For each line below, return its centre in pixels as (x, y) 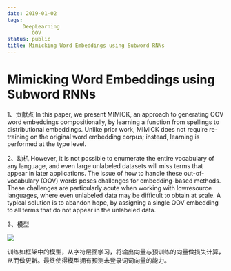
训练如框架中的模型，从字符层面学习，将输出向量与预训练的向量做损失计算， (116, 252)
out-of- (194, 173)
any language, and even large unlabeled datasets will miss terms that (105, 165)
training (18, 137)
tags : (15, 20)
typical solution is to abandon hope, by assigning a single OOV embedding (113, 202)
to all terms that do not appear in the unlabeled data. (82, 210)
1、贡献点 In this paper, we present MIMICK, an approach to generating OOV (115, 114)
